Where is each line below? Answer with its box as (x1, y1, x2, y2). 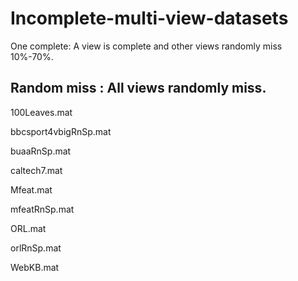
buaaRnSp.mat (10, 145, 72, 157)
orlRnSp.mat (10, 242, 62, 254)
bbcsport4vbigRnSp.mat (10, 125, 112, 137)
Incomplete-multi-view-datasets (10, 7, 289, 30)
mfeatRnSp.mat (10, 203, 75, 215)
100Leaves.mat (10, 106, 73, 118)
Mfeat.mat (10, 183, 53, 196)
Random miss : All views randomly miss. (10, 80, 267, 97)
